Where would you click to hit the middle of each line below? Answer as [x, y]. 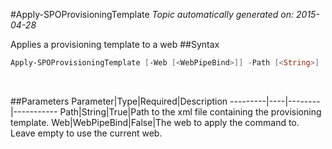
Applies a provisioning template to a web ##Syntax [115, 44]
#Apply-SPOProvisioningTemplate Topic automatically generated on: [152, 14]
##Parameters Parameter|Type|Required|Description [119, 101]
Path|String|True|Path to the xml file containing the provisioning [190, 111]
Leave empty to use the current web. [86, 133]
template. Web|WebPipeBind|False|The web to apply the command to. [155, 122]
